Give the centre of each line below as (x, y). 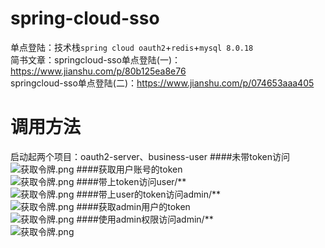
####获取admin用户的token (133, 206)
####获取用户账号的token (129, 169)
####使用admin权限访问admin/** (145, 219)
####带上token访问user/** (131, 181)
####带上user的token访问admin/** (149, 194)
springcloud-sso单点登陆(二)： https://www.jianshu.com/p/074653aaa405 (162, 83)
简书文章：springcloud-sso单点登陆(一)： (96, 59)
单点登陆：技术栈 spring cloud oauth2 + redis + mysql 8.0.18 (132, 47)
